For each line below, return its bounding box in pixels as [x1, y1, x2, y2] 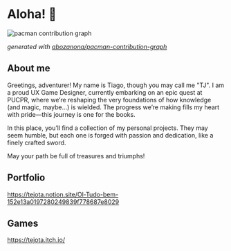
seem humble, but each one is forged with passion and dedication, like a [7, 131, 214, 139]
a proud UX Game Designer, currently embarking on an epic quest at [7, 88, 203, 96]
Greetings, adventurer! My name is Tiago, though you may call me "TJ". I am [7, 81, 225, 89]
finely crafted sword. [7, 138, 66, 147]
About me [7, 62, 50, 75]
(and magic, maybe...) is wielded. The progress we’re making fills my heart [7, 103, 220, 111]
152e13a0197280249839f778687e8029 [7, 197, 120, 206]
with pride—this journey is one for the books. [7, 110, 136, 118]
